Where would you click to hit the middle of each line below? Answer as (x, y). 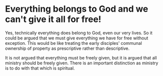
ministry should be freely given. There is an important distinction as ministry (82, 63)
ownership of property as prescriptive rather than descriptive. (67, 48)
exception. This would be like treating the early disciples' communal (73, 43)
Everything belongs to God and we (77, 9)
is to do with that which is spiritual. (40, 68)
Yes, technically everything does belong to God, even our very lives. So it (79, 33)
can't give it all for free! (53, 19)
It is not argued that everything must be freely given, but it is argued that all (81, 57)
